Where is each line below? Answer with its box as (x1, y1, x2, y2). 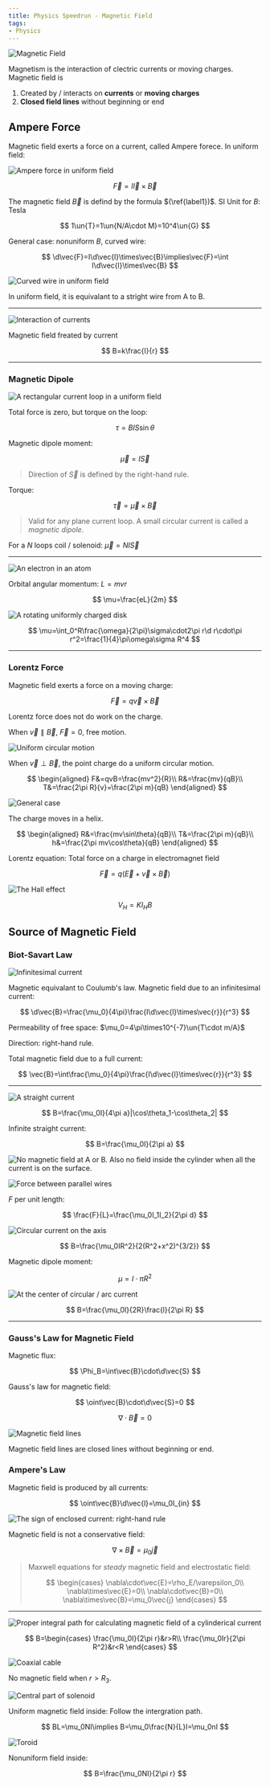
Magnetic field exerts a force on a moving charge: (8, 680, 174, 690)
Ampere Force (8, 120, 81, 133)
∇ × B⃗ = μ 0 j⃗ (112, 1545, 158, 1556)
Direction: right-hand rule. (8, 1038, 94, 1048)
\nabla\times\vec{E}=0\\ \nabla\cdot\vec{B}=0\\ (67, 1587, 223, 1596)
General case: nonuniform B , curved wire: (8, 236, 147, 246)
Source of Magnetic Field (8, 925, 137, 939)
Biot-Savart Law (8, 949, 73, 961)
